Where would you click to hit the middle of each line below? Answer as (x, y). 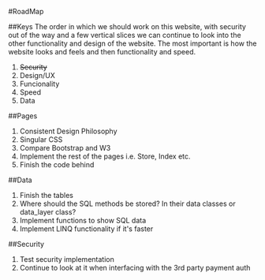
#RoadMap (26, 11)
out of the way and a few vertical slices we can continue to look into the (125, 35)
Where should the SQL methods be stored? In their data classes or (127, 203)
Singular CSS (41, 140)
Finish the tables (46, 195)
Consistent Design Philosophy (68, 131)
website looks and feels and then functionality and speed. (102, 52)
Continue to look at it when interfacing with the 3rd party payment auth (135, 268)
